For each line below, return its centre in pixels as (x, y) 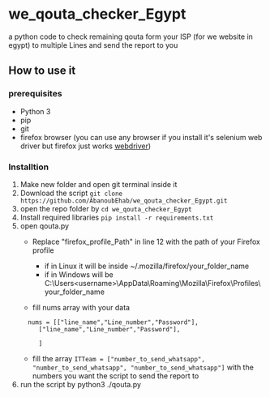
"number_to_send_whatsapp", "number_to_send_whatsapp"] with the (143, 367)
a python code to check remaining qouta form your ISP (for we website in (131, 36)
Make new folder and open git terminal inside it (99, 184)
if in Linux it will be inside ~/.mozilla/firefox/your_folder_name (147, 266)
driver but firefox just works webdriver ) (86, 146)
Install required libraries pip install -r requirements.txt (117, 217)
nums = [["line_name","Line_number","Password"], (113, 322)
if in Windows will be (79, 274)
